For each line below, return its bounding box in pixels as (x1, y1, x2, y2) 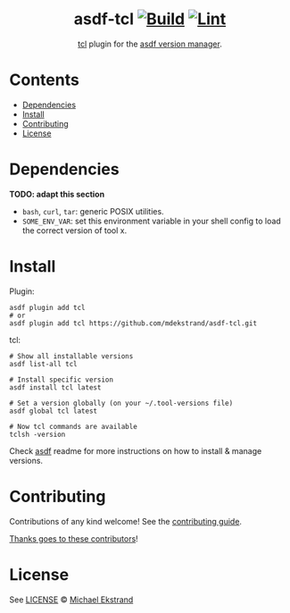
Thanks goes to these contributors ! (9, 533, 138, 544)
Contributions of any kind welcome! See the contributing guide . (9, 516, 243, 526)
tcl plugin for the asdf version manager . (77, 38, 223, 49)
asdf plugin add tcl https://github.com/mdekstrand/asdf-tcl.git (9, 318, 257, 328)
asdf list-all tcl (9, 359, 78, 368)
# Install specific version (9, 375, 114, 384)
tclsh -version (9, 430, 66, 439)
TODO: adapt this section (9, 189, 105, 199)
